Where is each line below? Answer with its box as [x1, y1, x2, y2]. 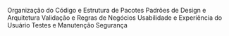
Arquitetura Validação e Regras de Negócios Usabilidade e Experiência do [7, 13, 223, 22]
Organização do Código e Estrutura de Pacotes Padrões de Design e [7, 6, 206, 14]
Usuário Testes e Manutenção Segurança [7, 21, 128, 29]
